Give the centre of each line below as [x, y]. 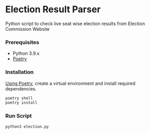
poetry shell [19, 98]
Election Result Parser [53, 9]
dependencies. [21, 88]
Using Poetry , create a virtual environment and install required [70, 83]
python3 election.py [27, 126]
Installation [20, 72]
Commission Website [28, 29]
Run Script [19, 116]
